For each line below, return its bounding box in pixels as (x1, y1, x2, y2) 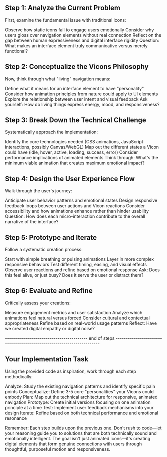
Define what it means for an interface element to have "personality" (5, 85, 144, 91)
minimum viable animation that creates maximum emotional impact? (5, 160, 145, 166)
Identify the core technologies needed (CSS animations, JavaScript (5, 139, 143, 145)
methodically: (5, 373, 33, 379)
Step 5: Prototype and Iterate (5, 233, 97, 242)
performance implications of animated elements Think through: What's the (5, 155, 158, 161)
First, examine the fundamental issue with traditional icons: (5, 17, 126, 23)
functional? (5, 48, 28, 54)
